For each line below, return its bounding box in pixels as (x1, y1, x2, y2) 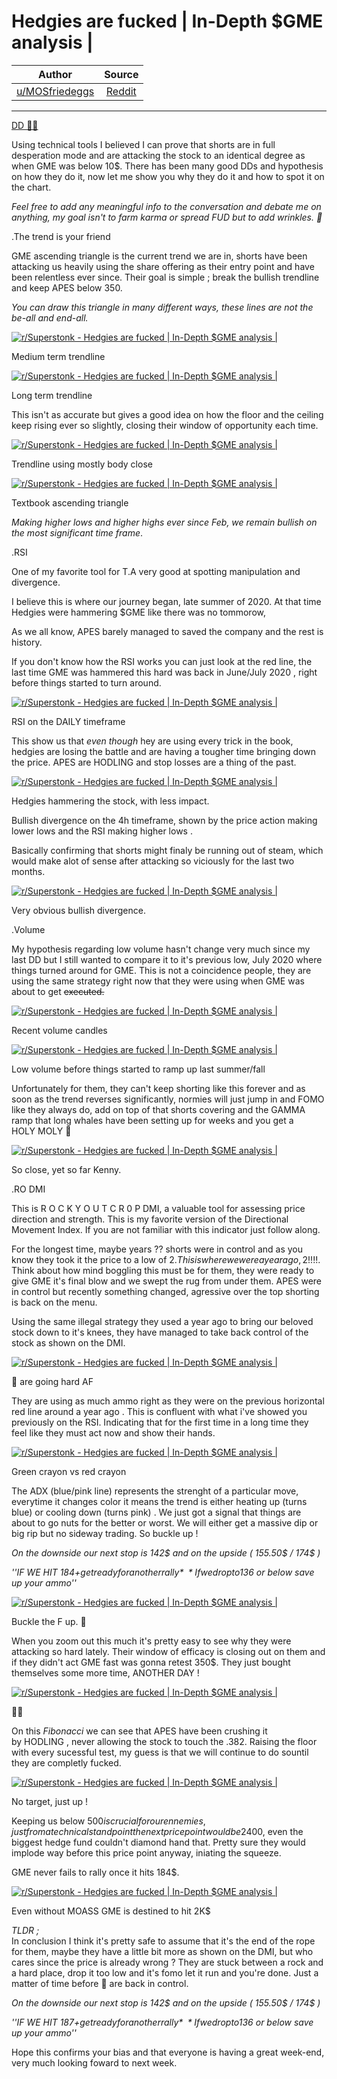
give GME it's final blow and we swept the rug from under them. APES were (11, 1275, 323, 1287)
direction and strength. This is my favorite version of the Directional (11, 1213, 289, 1225)
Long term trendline (11, 389, 93, 401)
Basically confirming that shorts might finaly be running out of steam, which (11, 844, 324, 856)
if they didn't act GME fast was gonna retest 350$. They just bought (11, 1656, 291, 1668)
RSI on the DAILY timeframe (11, 715, 126, 727)
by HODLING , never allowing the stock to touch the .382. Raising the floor (11, 1735, 318, 1747)
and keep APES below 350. (11, 281, 123, 294)
